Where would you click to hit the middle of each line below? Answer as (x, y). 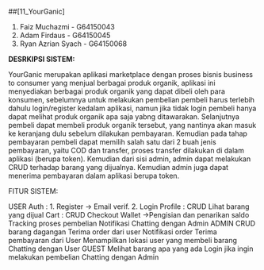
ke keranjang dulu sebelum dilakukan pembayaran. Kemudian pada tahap (128, 133)
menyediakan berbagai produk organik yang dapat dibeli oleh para (117, 91)
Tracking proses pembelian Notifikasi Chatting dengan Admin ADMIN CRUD (132, 223)
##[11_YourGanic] (36, 12)
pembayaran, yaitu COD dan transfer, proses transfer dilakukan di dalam (126, 150)
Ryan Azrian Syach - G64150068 (73, 44)
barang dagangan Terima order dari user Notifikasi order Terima (113, 232)
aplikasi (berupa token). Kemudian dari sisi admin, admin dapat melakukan (130, 159)
